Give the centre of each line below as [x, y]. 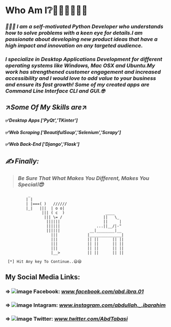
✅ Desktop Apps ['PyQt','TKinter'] [41, 120]
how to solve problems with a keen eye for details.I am [74, 33]
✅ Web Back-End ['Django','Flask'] [42, 144]
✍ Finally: [22, 161]
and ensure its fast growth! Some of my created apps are [77, 85]
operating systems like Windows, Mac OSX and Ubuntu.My [80, 66]
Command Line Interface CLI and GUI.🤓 [55, 91]
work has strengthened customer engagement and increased [83, 72]
